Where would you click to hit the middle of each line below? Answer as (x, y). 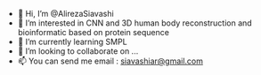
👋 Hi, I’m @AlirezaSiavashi (65, 14)
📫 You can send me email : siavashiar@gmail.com (110, 61)
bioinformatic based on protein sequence (93, 32)
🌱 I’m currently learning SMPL (72, 41)
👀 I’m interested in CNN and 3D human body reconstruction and (135, 23)
